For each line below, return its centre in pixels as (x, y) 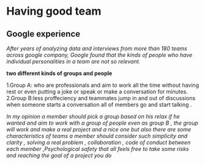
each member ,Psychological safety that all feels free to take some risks (98, 149)
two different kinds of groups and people (59, 73)
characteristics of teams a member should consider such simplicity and (97, 136)
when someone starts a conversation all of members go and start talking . (99, 105)
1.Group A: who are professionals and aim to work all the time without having (103, 85)
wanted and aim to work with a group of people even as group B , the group (102, 123)
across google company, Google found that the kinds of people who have (99, 55)
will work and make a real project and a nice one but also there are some (99, 129)
